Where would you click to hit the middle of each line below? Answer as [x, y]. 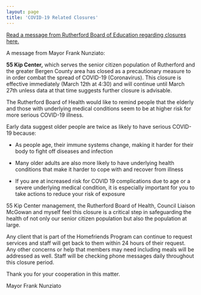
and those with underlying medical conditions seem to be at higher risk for [99, 108]
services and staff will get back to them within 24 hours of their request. [96, 243]
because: [24, 133]
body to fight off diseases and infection [64, 151]
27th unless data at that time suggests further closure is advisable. [89, 90]
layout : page [23, 12]
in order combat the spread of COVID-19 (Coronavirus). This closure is [94, 77]
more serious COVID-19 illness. [45, 115]
